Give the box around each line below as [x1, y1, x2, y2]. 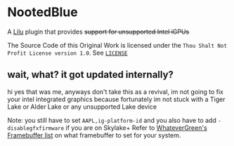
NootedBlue [7, 4, 79, 20]
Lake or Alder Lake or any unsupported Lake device [7, 102, 157, 111]
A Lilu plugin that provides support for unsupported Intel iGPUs [7, 27, 190, 36]
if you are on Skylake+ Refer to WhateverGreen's [65, 124, 207, 132]
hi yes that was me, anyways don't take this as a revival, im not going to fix [7, 87, 223, 95]
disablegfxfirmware [7, 124, 65, 132]
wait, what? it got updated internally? [7, 69, 174, 81]
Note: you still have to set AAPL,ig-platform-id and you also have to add [7, 116, 216, 124]
